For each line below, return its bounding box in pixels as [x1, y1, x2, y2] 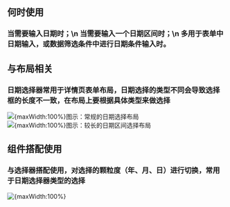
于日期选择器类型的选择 [7, 176, 85, 186]
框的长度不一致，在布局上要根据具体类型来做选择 [7, 95, 171, 105]
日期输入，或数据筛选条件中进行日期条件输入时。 [7, 39, 171, 49]
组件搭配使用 [7, 144, 62, 155]
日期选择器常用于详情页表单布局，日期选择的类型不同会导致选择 [7, 85, 220, 95]
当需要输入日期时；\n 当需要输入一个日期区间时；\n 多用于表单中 [7, 29, 224, 39]
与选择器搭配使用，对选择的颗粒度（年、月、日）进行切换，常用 [7, 166, 220, 175]
